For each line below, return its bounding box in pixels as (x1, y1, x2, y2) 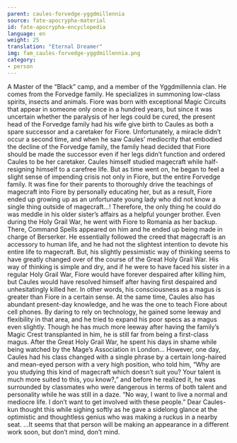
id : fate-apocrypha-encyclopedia (7, 23, 106, 30)
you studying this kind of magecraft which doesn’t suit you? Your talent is (7, 367, 221, 376)
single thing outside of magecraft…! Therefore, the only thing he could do (7, 202, 221, 211)
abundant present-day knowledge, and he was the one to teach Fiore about (7, 300, 228, 308)
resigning (7, 165, 35, 173)
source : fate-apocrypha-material (7, 17, 106, 24)
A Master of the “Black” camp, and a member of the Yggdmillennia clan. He (7, 82, 227, 90)
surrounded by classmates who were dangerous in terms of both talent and (7, 382, 227, 391)
